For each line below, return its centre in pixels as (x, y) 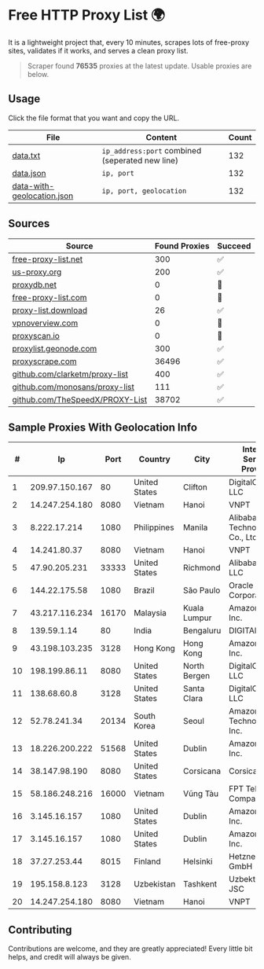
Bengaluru (202, 631)
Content (161, 137)
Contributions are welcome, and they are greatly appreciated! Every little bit (130, 949)
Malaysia (150, 613)
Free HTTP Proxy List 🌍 (87, 15)
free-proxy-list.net (48, 259)
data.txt (26, 156)
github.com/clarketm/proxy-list (70, 374)
